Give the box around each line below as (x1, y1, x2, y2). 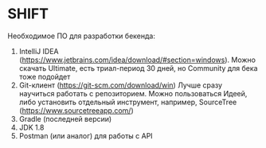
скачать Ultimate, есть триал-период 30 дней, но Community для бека (18, 63, 258, 72)
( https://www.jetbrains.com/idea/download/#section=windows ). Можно (18, 55, 256, 64)
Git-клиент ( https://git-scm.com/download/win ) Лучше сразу (18, 80, 223, 90)
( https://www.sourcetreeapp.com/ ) (18, 105, 134, 115)
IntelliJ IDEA (18, 46, 59, 56)
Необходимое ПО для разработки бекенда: (7, 31, 156, 41)
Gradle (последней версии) (18, 114, 112, 123)
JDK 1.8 (18, 123, 45, 132)
